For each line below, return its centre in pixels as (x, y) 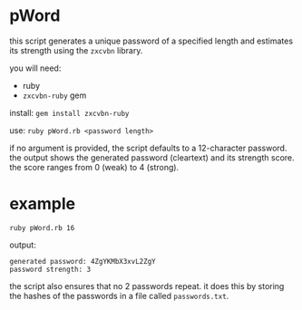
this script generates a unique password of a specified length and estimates (151, 41)
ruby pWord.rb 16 (42, 228)
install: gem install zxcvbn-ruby (69, 112)
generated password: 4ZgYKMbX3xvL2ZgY (83, 261)
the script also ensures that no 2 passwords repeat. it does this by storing (147, 286)
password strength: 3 (50, 269)
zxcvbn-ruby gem (54, 95)
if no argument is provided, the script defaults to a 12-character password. (148, 148)
